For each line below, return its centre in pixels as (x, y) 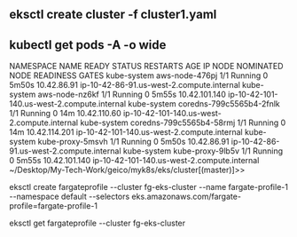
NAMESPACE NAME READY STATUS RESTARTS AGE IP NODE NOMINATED (146, 67)
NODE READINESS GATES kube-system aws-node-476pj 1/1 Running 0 (139, 75)
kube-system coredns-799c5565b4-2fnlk (204, 104)
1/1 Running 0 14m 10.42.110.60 (65, 114)
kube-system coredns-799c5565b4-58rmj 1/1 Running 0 (183, 122)
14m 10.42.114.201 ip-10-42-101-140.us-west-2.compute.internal (126, 132)
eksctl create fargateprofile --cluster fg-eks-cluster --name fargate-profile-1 (148, 187)
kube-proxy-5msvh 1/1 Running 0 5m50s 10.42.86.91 (133, 142)
